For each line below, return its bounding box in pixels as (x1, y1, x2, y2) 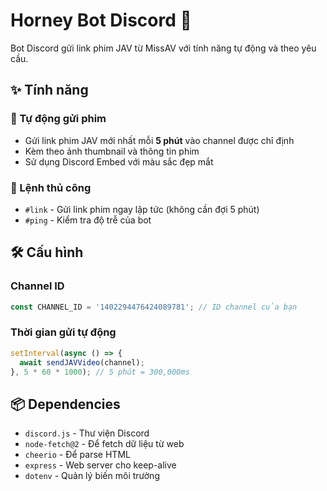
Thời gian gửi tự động (10, 325, 117, 339)
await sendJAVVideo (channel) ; (19, 357, 145, 368)
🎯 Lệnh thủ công (10, 180, 92, 194)
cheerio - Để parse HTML (24, 449, 131, 461)
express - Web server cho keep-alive (24, 459, 177, 471)
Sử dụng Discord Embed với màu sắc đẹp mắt (24, 155, 214, 168)
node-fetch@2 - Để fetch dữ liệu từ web (24, 438, 185, 450)
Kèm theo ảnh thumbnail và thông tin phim (24, 145, 200, 157)
